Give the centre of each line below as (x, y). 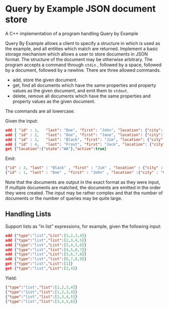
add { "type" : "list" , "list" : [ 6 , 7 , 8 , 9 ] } (46, 259)
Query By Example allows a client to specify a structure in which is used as (83, 43)
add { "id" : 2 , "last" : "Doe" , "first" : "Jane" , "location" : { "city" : (84, 135)
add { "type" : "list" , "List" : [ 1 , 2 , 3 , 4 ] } (46, 235)
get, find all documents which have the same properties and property (84, 85)
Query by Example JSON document (80, 9)
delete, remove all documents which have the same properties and (81, 96)
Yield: (11, 278)
